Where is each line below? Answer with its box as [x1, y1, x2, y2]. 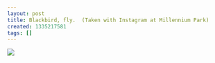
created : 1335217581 [7, 23, 67, 30]
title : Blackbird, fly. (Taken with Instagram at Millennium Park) [7, 17, 209, 24]
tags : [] [7, 29, 33, 37]
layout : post [7, 10, 45, 17]
